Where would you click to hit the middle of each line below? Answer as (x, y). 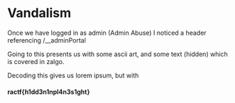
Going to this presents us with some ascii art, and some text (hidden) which (118, 54)
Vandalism (39, 13)
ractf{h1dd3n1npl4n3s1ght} (49, 92)
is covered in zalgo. (36, 61)
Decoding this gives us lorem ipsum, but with (73, 75)
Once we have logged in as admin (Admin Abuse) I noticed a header (107, 33)
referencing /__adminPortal (47, 40)
